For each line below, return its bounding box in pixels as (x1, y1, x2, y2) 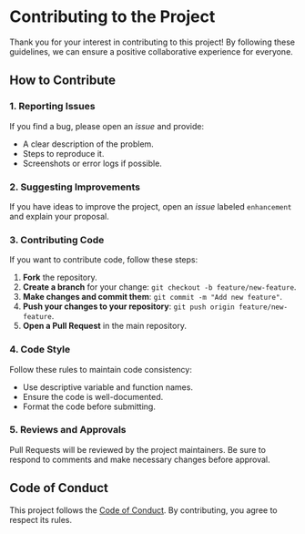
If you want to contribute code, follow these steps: (9, 254, 198, 265)
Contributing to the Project (9, 6, 216, 27)
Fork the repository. (22, 272, 97, 283)
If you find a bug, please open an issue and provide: (9, 120, 205, 131)
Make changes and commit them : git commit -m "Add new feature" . (22, 292, 283, 303)
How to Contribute (9, 73, 117, 88)
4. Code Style (9, 344, 71, 356)
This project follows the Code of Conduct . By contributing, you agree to (9, 504, 278, 516)
